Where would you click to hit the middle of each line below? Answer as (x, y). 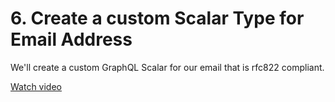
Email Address (71, 39)
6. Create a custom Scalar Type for (157, 18)
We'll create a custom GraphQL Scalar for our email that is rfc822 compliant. (167, 67)
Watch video (36, 86)
